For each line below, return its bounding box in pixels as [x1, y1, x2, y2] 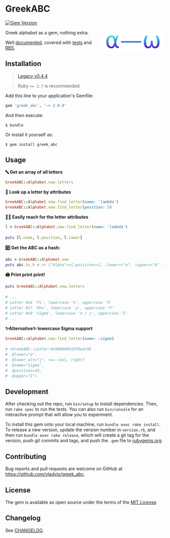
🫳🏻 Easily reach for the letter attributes [5, 214, 89, 220]
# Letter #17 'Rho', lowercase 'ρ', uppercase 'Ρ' [5, 305, 114, 311]
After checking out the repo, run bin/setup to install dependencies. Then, [5, 401, 158, 407]
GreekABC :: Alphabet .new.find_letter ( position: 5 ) [5, 205, 112, 210]
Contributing [5, 452, 47, 461]
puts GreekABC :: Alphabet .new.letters [5, 284, 85, 289]
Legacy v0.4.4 [17, 73, 48, 79]
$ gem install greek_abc [5, 142, 58, 147]
